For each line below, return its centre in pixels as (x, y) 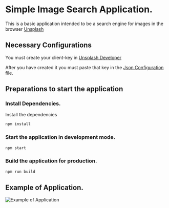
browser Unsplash (25, 29)
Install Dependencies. (33, 103)
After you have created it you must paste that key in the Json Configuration (84, 67)
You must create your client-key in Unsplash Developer (64, 57)
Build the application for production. (51, 161)
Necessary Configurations (49, 45)
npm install (18, 124)
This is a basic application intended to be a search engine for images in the (84, 24)
